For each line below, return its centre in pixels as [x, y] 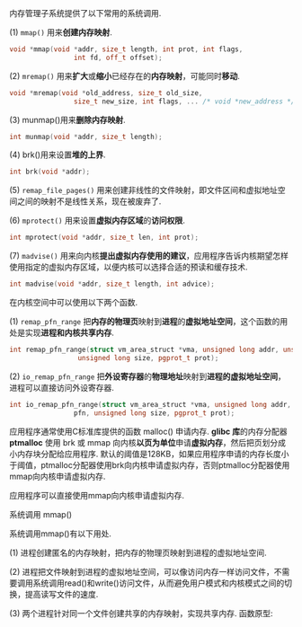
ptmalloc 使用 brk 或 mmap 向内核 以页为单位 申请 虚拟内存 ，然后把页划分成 [147, 442]
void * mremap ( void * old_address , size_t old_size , [106, 93]
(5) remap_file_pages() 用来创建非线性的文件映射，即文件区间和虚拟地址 [144, 190]
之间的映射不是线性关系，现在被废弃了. [89, 201]
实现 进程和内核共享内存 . [70, 332]
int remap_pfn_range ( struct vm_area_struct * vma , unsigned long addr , [144, 349]
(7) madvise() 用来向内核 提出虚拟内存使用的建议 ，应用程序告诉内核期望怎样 [149, 256]
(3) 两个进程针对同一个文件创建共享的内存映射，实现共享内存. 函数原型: [141, 613]
